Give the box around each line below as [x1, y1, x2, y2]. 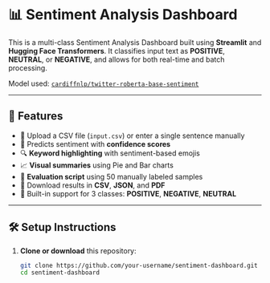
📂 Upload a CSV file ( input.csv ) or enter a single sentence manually [19, 131, 245, 140]
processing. [8, 63, 48, 72]
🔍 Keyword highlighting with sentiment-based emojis [19, 148, 201, 158]
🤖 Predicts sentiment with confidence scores [19, 139, 171, 148]
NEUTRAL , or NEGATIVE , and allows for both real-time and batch [8, 55, 225, 64]
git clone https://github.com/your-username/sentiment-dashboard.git [19, 261, 259, 269]
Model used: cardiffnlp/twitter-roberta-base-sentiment [8, 79, 199, 88]
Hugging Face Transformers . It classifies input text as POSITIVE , [8, 46, 225, 55]
